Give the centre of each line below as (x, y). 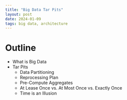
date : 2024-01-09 (23, 19)
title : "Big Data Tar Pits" (34, 10)
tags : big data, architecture (37, 24)
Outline (21, 48)
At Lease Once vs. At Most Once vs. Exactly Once (71, 88)
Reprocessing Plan (39, 78)
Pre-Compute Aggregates (46, 83)
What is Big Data (29, 62)
